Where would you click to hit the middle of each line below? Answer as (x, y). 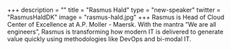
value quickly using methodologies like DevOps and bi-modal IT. (99, 39)
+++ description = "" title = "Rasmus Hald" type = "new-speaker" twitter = (114, 10)
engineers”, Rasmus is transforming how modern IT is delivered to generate (115, 32)
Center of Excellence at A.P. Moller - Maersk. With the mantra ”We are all (112, 24)
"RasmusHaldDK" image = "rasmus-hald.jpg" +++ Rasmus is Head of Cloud (116, 17)
